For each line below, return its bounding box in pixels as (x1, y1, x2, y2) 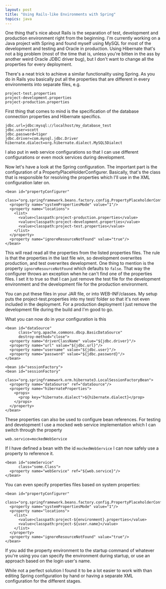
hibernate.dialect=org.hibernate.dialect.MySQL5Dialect (5, 140, 123, 146)
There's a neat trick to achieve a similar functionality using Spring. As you (5, 71, 155, 77)
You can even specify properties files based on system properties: (5, 482, 141, 488)
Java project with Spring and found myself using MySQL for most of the (5, 41, 152, 46)
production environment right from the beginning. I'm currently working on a (5, 35, 161, 41)
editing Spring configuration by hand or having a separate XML (5, 573, 133, 579)
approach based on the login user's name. (5, 558, 91, 564)
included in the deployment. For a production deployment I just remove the (5, 301, 157, 307)
